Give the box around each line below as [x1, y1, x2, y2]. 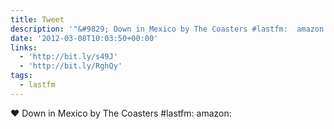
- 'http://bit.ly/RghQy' [19, 61, 123, 71]
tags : [10, 71, 33, 81]
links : [10, 42, 38, 53]
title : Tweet [10, 14, 65, 25]
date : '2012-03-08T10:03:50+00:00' [10, 33, 159, 43]
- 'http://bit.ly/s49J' [19, 52, 118, 62]
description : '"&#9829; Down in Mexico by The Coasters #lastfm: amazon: [10, 24, 329, 34]
